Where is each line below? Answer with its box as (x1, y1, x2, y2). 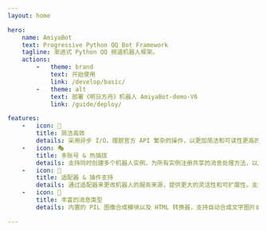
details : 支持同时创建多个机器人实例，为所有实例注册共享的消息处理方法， (36, 159, 253, 167)
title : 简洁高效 (36, 129, 85, 138)
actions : (22, 56, 51, 64)
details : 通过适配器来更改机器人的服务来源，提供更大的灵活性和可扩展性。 (36, 181, 253, 190)
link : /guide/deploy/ (49, 100, 123, 108)
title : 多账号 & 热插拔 (36, 151, 108, 159)
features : (7, 115, 41, 123)
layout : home (7, 11, 51, 20)
